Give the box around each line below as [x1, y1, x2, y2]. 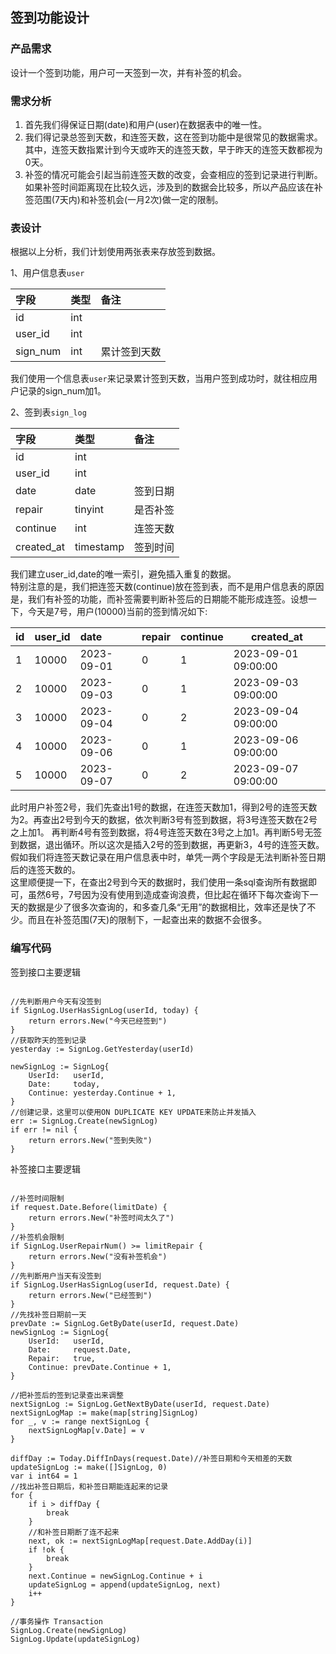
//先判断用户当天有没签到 [10, 1271, 102, 1281]
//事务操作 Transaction [10, 1616, 103, 1627]
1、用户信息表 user [10, 267, 85, 279]
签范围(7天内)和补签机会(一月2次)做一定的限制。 [24, 193, 224, 205]
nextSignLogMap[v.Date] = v [28, 1425, 145, 1435]
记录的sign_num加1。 [18, 385, 107, 397]
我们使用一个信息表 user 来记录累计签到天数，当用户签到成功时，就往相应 [10, 373, 309, 385]
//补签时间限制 [10, 1193, 65, 1203]
